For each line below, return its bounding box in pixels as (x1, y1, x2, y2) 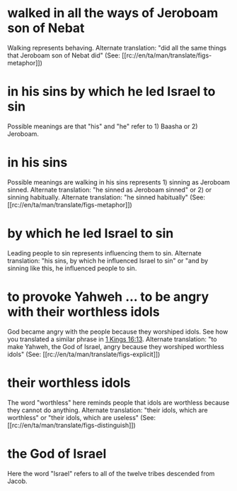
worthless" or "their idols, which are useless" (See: (7, 413, 156, 421)
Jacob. (7, 477, 28, 485)
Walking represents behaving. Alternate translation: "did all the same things (7, 43, 227, 52)
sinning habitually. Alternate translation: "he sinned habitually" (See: (7, 193, 206, 202)
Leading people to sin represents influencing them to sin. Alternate (7, 248, 202, 257)
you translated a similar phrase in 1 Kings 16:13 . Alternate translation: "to (7, 335, 217, 343)
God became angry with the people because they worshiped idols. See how (7, 327, 229, 336)
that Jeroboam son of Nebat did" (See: (7, 51, 120, 60)
